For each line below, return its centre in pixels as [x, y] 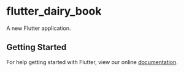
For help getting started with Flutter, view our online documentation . [92, 62]
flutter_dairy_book [54, 11]
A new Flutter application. [39, 28]
